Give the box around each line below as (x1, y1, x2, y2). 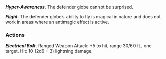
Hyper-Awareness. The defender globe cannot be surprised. (5, 4, 134, 10)
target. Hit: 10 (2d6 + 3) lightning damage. (5, 48, 93, 54)
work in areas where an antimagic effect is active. (5, 19, 109, 25)
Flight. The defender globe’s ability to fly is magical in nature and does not (5, 14, 161, 19)
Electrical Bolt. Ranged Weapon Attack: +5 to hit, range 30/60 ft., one (5, 43, 152, 49)
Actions (5, 31, 25, 38)
